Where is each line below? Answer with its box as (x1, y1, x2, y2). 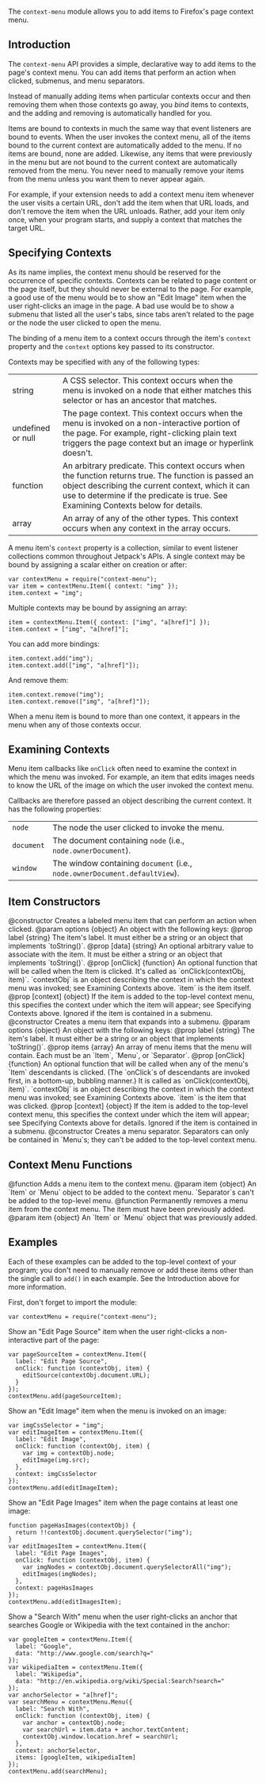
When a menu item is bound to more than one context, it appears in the (8, 711, 241, 721)
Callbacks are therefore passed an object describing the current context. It (8, 796, 252, 806)
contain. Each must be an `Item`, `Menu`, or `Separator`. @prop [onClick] (8, 1051, 245, 1060)
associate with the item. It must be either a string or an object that (8, 949, 223, 959)
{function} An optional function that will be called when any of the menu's (8, 1059, 249, 1069)
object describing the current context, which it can (62, 480, 250, 491)
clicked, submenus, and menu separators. (8, 75, 145, 86)
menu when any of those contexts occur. (8, 719, 142, 729)
